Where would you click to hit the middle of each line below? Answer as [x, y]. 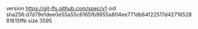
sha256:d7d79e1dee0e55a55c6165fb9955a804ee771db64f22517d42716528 [99, 14]
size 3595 [40, 21]
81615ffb [17, 21]
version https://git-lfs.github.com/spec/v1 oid [61, 8]
